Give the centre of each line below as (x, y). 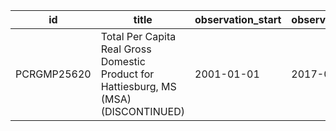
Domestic (123, 61)
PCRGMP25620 (53, 74)
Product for (127, 74)
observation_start (238, 19)
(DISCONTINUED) (143, 111)
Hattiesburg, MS (138, 86)
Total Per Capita (138, 36)
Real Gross (126, 49)
